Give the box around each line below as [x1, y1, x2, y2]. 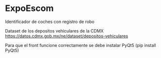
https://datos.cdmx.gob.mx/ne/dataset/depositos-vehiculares [5, 33, 129, 39]
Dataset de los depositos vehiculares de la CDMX [5, 28, 104, 34]
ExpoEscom [5, 3, 54, 14]
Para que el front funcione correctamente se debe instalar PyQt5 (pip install [5, 42, 156, 48]
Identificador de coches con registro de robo [5, 19, 95, 24]
